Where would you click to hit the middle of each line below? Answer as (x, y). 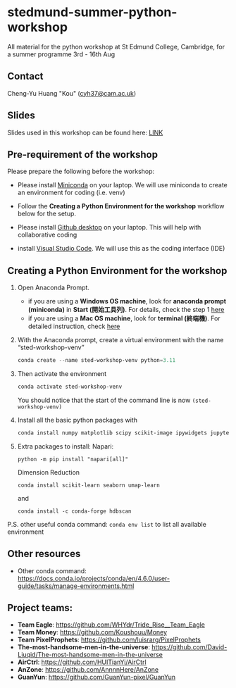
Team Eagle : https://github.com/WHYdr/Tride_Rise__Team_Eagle (111, 625)
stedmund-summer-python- (92, 12)
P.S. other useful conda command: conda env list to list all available (107, 524)
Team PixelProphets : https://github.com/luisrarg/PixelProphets (109, 640)
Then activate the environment (62, 374)
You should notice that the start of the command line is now (104, 400)
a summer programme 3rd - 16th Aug (61, 54)
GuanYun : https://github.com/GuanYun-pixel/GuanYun (97, 677)
